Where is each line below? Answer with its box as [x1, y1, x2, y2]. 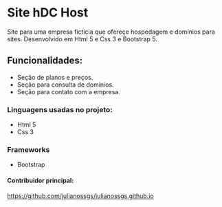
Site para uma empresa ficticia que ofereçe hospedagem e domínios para [7, 28, 215, 36]
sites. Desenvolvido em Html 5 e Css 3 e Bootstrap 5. [7, 34, 158, 43]
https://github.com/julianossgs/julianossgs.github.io [7, 191, 154, 200]
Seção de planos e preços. [16, 73, 93, 81]
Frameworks [7, 144, 50, 154]
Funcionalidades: [7, 55, 83, 67]
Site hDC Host [7, 5, 89, 21]
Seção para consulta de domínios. [16, 80, 115, 89]
